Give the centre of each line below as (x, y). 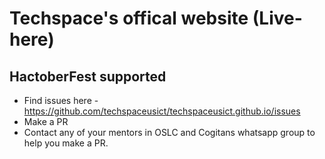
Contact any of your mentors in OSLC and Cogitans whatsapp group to (169, 132)
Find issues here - (61, 100)
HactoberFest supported (88, 76)
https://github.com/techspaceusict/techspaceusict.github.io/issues (162, 111)
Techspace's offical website (129, 18)
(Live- (277, 18)
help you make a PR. (66, 143)
